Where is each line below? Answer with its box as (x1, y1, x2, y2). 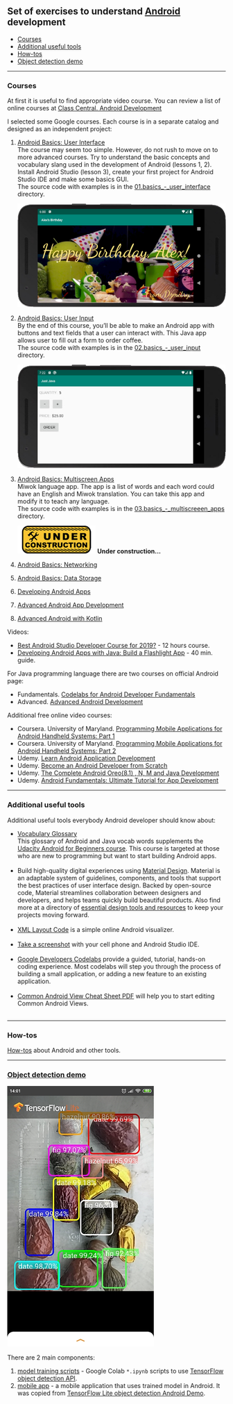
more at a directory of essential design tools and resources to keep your (17, 903, 224, 912)
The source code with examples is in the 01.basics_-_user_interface (17, 183, 211, 191)
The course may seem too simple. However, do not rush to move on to (17, 146, 218, 154)
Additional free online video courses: (7, 711, 112, 719)
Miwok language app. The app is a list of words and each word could (17, 483, 215, 491)
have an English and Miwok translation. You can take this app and (17, 490, 205, 499)
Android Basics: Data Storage (17, 574, 102, 583)
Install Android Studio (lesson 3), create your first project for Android (17, 168, 214, 176)
